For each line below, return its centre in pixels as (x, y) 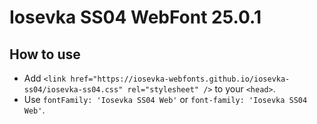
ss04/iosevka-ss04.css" (73, 90)
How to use (45, 54)
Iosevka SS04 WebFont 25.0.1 (135, 17)
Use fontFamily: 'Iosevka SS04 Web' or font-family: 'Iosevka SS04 (165, 99)
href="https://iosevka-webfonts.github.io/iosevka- (180, 79)
